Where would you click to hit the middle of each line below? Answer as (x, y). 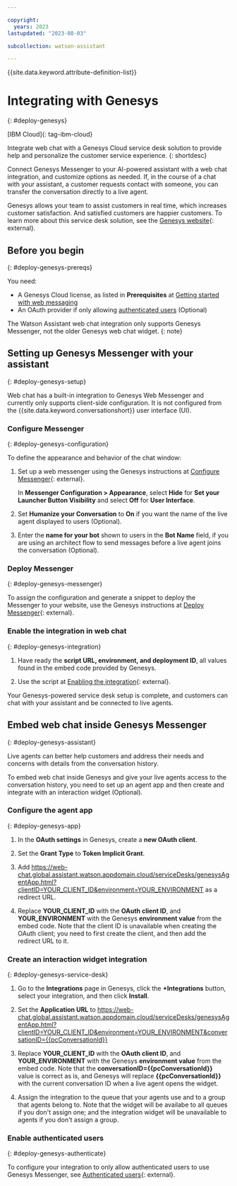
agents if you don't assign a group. (68, 1120)
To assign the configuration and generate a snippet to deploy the (102, 598)
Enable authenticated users (56, 1139)
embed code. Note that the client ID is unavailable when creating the (117, 925)
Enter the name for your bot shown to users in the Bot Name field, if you (123, 535)
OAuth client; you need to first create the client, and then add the (112, 933)
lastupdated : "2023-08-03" (47, 33)
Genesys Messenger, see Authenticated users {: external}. (91, 1175)
